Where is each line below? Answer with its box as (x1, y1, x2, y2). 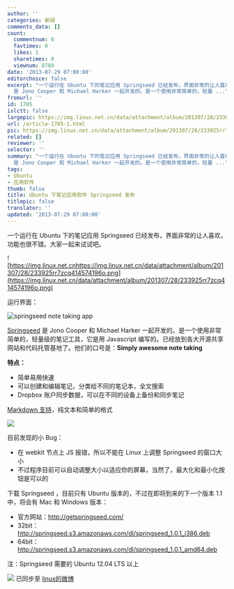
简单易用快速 (17, 373, 54, 381)
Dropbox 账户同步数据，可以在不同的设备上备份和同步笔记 (17, 390, 185, 399)
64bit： (17, 537, 40, 546)
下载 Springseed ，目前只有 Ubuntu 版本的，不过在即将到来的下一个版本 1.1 (7, 489, 223, 497)
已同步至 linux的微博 (15, 574, 75, 583)
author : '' (7, 10, 39, 17)
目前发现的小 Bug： (7, 433, 63, 441)
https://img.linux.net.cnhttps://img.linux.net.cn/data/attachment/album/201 (9, 261, 224, 269)
